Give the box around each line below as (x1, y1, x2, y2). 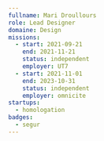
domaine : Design (8, 26, 61, 34)
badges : (8, 114, 34, 121)
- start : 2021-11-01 (15, 70, 83, 78)
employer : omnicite (22, 92, 87, 99)
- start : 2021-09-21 (15, 41, 83, 49)
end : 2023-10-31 (22, 77, 76, 85)
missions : (8, 33, 41, 42)
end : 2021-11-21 (22, 48, 76, 56)
